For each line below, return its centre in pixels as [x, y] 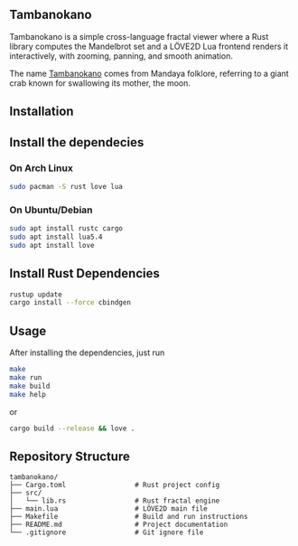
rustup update [36, 294]
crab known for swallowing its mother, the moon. [100, 83]
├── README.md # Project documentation [119, 525]
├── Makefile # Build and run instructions [129, 517]
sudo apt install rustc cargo [66, 229]
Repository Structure [70, 456]
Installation [42, 112]
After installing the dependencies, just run [87, 353]
